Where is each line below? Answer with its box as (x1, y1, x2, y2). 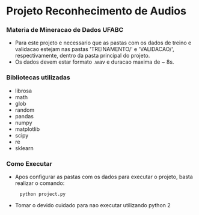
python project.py (19, 191, 66, 198)
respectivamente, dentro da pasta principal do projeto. (14, 52, 150, 59)
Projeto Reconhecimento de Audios (6, 4, 186, 18)
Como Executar (6, 159, 52, 168)
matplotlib (14, 125, 40, 133)
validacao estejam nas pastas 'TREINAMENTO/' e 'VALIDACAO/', (14, 46, 174, 53)
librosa (14, 87, 32, 94)
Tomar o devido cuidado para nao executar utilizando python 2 (14, 202, 171, 209)
